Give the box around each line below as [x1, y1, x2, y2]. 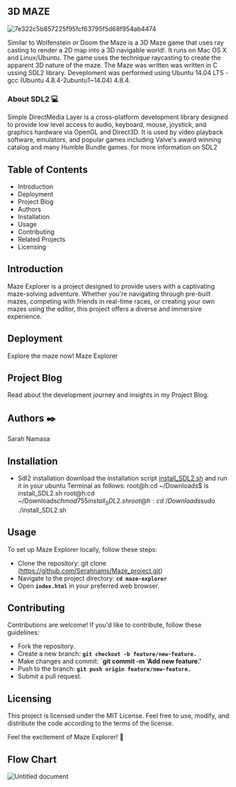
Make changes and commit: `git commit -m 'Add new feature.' [17, 657, 202, 666]
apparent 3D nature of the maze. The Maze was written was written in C [7, 60, 218, 69]
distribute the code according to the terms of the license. [7, 719, 174, 727]
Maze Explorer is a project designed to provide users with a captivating [7, 281, 215, 290]
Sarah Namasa [7, 435, 50, 443]
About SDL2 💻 [7, 94, 59, 104]
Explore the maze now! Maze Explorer [7, 351, 118, 360]
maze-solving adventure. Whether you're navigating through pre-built [7, 289, 211, 298]
